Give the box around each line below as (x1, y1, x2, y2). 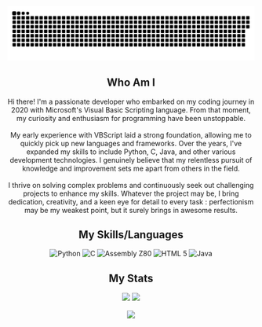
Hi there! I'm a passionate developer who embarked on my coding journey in (7, 97, 255, 106)
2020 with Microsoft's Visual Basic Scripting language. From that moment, (10, 105, 252, 115)
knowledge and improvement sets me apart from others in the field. (22, 163, 240, 173)
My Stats (108, 271, 154, 285)
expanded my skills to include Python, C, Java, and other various (26, 147, 236, 156)
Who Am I (106, 76, 156, 90)
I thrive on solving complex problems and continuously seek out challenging (8, 180, 254, 189)
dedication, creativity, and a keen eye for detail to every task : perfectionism (8, 197, 254, 206)
